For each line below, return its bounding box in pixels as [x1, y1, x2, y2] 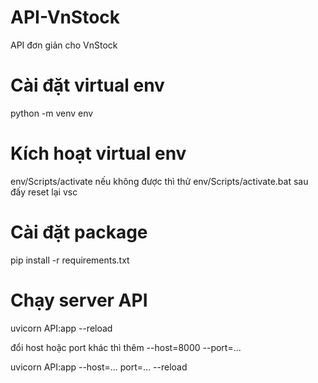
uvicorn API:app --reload [10, 322, 113, 334]
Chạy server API [10, 289, 148, 311]
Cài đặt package [10, 221, 148, 243]
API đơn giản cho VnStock [10, 39, 118, 51]
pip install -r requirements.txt [10, 254, 130, 266]
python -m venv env [10, 107, 94, 119]
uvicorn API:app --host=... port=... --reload [10, 361, 188, 373]
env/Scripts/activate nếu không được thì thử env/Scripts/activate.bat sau [10, 175, 309, 187]
